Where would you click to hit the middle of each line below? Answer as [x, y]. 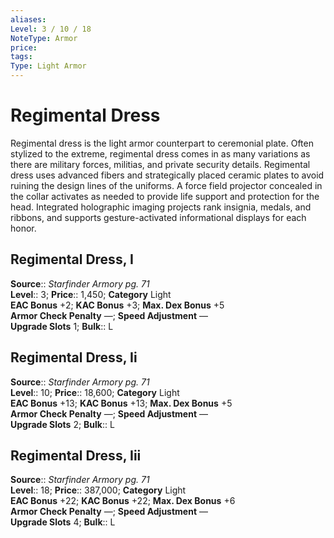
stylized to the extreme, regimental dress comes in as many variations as [160, 153]
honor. [23, 228]
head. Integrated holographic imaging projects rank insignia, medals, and [161, 207]
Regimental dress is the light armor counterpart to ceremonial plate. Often [162, 143]
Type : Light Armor [48, 66]
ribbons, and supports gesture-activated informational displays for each [158, 217]
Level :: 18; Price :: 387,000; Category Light [98, 490]
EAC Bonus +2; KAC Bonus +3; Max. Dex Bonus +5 [117, 305]
